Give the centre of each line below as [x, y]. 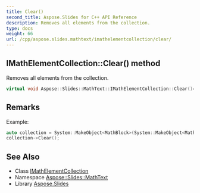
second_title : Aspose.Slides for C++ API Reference [71, 17]
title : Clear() [25, 12]
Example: [18, 122]
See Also [23, 156]
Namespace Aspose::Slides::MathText [61, 178]
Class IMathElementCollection [51, 171]
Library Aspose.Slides [42, 184]
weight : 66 [20, 34]
